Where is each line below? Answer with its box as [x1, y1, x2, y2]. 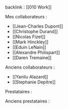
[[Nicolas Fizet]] [12, 34, 46, 39]
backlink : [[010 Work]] [5, 4, 52, 10]
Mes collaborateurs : [5, 14, 47, 19]
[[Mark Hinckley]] [12, 39, 49, 45]
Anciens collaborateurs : [5, 64, 55, 70]
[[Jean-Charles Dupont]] [12, 23, 64, 29]
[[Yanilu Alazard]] [12, 74, 48, 79]
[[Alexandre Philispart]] [12, 49, 61, 55]
